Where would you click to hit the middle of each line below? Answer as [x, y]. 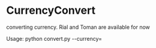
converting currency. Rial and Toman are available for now [78, 27]
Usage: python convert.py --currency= [54, 38]
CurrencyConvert [51, 10]
